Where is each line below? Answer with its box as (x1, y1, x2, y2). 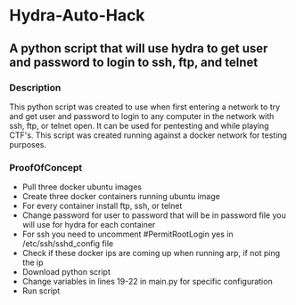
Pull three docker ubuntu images (21, 181, 143, 192)
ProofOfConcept (9, 161, 83, 173)
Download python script (21, 267, 111, 277)
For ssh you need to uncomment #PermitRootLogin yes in (21, 229, 234, 240)
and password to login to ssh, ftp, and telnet (9, 54, 259, 69)
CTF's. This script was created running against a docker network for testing (9, 130, 288, 140)
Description (9, 81, 62, 93)
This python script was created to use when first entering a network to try (9, 101, 281, 112)
